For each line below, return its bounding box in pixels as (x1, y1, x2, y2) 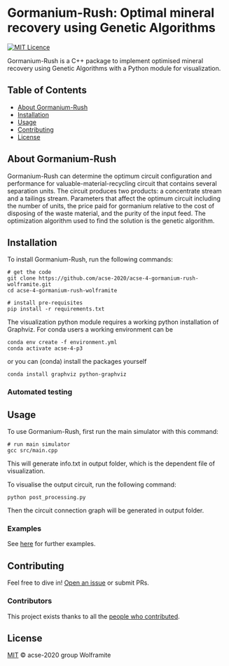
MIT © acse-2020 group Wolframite (7, 651, 111, 660)
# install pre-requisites (7, 299, 83, 306)
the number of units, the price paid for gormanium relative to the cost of (7, 201, 215, 210)
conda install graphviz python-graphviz (7, 371, 127, 378)
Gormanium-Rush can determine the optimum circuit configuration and (7, 172, 212, 180)
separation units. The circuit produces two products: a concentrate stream (7, 186, 222, 195)
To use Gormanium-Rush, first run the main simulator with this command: (7, 428, 218, 436)
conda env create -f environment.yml (7, 339, 118, 346)
